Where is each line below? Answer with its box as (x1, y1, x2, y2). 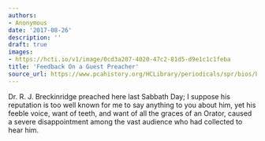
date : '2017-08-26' (8, 26, 73, 34)
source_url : (8, 70, 47, 78)
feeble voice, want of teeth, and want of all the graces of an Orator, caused (8, 108, 252, 118)
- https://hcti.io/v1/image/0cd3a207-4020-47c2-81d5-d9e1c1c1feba (8, 56, 231, 64)
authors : (8, 11, 37, 20)
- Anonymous (8, 19, 47, 27)
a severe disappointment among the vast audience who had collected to (8, 117, 243, 126)
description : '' (8, 33, 62, 42)
